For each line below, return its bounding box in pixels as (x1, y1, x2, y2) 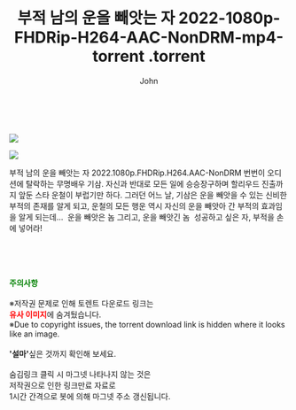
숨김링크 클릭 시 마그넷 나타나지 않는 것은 (9, 368, 152, 379)
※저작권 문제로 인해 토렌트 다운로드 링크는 (9, 298, 154, 308)
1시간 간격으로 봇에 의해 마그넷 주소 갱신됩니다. (9, 391, 171, 401)
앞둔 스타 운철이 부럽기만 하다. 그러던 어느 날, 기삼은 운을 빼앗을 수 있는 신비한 (18, 190, 288, 200)
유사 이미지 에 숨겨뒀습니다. (9, 309, 102, 320)
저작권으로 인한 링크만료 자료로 (9, 380, 117, 391)
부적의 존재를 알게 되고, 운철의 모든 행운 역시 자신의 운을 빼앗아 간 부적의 (9, 200, 260, 211)
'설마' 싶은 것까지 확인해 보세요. (9, 348, 117, 359)
